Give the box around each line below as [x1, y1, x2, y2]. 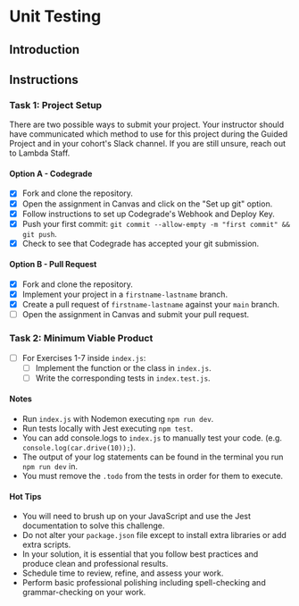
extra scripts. [21, 539, 71, 551]
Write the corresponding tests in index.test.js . [35, 373, 212, 383]
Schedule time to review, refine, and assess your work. [21, 568, 224, 578]
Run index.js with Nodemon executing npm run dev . [21, 413, 214, 424]
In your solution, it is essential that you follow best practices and [21, 549, 259, 560]
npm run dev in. [21, 460, 79, 471]
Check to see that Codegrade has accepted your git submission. [21, 238, 260, 248]
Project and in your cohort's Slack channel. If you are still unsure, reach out [9, 139, 287, 149]
